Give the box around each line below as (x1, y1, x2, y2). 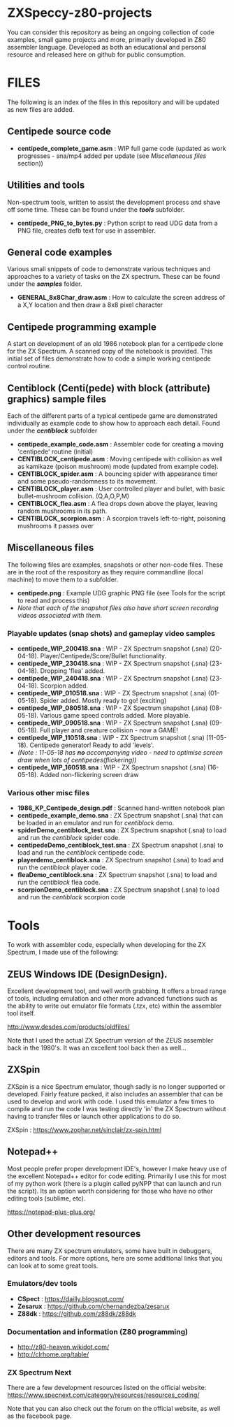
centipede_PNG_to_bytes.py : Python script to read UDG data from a (17, 219, 218, 227)
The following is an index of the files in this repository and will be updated (7, 98, 220, 106)
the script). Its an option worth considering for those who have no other (7, 1187, 213, 1195)
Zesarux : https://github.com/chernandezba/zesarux (17, 1302, 170, 1310)
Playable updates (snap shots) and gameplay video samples (7, 628, 215, 638)
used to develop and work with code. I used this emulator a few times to (7, 1097, 214, 1106)
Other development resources (7, 1228, 141, 1240)
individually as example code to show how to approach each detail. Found (7, 419, 220, 427)
